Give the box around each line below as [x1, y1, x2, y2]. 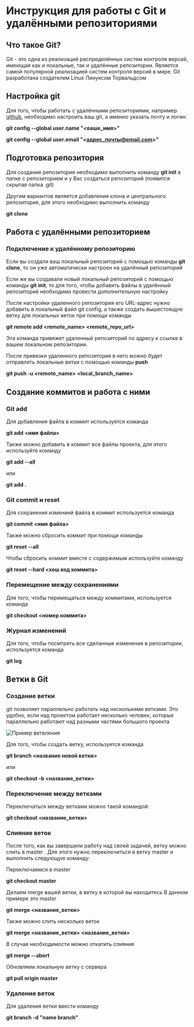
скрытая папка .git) [6, 181, 54, 188]
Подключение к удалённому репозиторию [6, 244, 136, 253]
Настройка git [6, 91, 61, 101]
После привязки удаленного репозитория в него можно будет [6, 353, 163, 360]
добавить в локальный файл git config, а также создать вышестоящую [6, 306, 183, 313]
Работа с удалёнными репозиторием [6, 227, 150, 237]
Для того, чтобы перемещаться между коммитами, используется [6, 594, 172, 601]
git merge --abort [6, 952, 50, 959]
